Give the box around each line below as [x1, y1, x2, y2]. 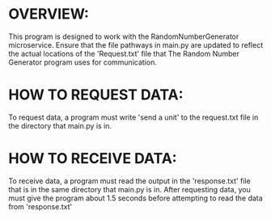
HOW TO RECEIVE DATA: [8, 150, 177, 168]
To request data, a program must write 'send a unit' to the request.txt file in [8, 112, 259, 122]
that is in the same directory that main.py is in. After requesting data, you [8, 184, 251, 194]
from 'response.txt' [8, 201, 73, 211]
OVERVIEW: [8, 5, 89, 23]
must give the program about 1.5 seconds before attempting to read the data [8, 193, 263, 203]
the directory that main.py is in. [8, 120, 112, 130]
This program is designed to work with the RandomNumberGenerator [8, 32, 239, 41]
